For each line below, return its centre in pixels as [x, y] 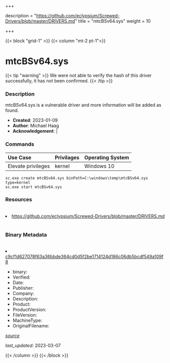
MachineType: [27, 320]
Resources [19, 200]
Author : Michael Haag [36, 126]
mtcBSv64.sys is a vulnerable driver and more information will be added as [83, 105]
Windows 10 [99, 166]
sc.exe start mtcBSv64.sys [34, 187]
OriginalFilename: [31, 326]
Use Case [20, 157]
